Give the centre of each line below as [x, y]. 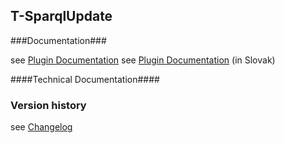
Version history [48, 105]
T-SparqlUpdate [61, 16]
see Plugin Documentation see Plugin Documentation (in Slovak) [143, 60]
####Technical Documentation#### [85, 79]
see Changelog [41, 127]
